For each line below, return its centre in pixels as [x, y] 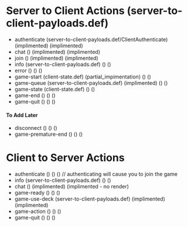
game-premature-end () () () [49, 134]
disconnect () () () [36, 128]
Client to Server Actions [65, 158]
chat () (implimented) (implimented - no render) [72, 187]
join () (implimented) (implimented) [56, 58]
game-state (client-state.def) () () [55, 89]
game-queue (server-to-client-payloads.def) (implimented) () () [91, 82]
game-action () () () [38, 211]
